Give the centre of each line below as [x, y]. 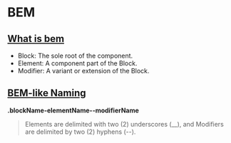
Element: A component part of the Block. [77, 63]
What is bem [36, 39]
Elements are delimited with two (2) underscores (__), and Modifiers [124, 124]
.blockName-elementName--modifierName [73, 110]
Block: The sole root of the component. [75, 55]
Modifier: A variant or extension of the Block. [83, 71]
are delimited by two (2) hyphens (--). [80, 132]
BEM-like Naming [47, 93]
